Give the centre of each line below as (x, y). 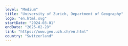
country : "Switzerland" (29, 36)
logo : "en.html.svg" (26, 18)
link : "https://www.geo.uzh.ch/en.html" (47, 32)
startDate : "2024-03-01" (30, 23)
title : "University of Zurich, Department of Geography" (64, 14)
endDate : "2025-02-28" (28, 27)
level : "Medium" (21, 9)
